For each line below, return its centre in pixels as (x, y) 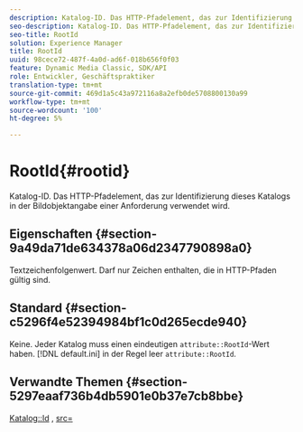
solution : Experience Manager (66, 43)
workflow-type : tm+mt (50, 102)
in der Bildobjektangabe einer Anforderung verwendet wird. (120, 206)
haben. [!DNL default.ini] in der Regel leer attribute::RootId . (123, 353)
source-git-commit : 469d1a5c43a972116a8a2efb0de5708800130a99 (129, 93)
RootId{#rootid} (70, 171)
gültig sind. (30, 279)
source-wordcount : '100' (56, 110)
